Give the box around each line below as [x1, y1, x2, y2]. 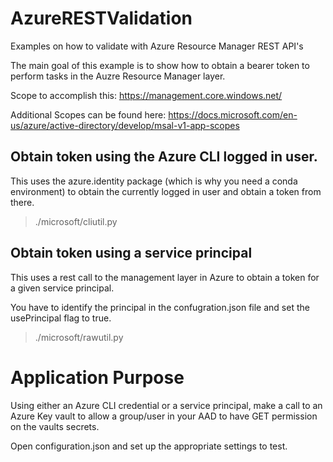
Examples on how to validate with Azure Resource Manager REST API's [10, 40, 304, 52]
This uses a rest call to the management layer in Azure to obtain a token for [10, 271, 320, 283]
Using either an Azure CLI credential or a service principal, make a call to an [10, 399, 323, 411]
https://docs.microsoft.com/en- [168, 108, 298, 121]
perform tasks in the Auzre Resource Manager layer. [10, 70, 226, 82]
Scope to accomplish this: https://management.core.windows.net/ [10, 89, 283, 101]
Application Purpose [10, 366, 185, 389]
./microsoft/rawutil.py [34, 331, 124, 343]
